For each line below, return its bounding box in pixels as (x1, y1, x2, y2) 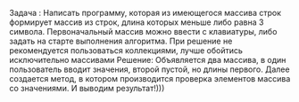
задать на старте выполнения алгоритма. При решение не (9, 35, 233, 46)
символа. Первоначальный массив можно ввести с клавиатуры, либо (9, 27, 278, 36)
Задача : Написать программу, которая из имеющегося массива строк (9, 8, 282, 18)
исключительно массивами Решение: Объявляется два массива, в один (9, 55, 287, 65)
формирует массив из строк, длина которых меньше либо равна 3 (9, 17, 264, 27)
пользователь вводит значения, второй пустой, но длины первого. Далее (9, 64, 290, 75)
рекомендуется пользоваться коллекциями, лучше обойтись (9, 45, 244, 56)
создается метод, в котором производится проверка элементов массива (9, 74, 291, 83)
